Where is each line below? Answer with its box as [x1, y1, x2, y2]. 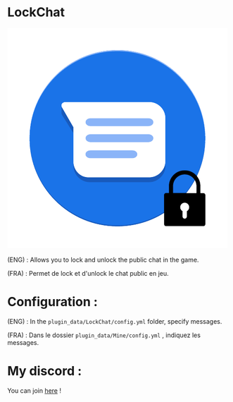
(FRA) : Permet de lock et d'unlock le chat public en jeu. [7, 269, 169, 277]
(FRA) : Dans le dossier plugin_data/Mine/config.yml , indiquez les [7, 331, 201, 339]
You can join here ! [7, 386, 62, 395]
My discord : [7, 363, 82, 379]
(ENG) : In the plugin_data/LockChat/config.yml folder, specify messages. [7, 317, 222, 325]
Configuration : [7, 294, 99, 310]
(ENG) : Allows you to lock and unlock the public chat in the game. [7, 255, 199, 264]
